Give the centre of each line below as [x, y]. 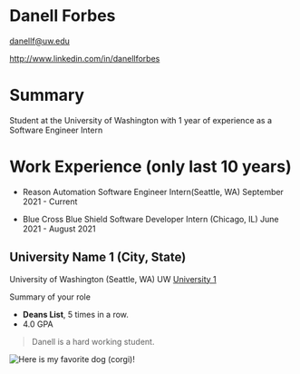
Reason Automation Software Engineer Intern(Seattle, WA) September [153, 192]
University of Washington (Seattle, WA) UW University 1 [113, 279]
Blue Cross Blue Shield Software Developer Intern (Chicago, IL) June [150, 219]
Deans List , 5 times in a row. [76, 314]
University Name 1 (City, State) [98, 257]
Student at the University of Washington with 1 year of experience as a [141, 120]
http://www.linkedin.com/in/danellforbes [85, 58]
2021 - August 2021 [59, 229]
